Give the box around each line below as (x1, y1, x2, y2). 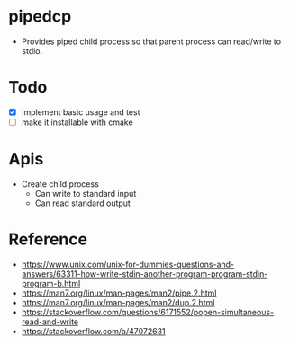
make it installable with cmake (21, 117, 133, 128)
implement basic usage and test (21, 106, 140, 118)
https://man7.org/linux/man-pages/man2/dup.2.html (21, 296, 215, 307)
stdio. (21, 45, 43, 56)
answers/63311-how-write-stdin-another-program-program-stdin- (21, 268, 268, 279)
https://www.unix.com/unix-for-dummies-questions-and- (21, 259, 235, 270)
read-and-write (21, 316, 79, 327)
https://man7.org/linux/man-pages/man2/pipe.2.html (21, 287, 217, 298)
